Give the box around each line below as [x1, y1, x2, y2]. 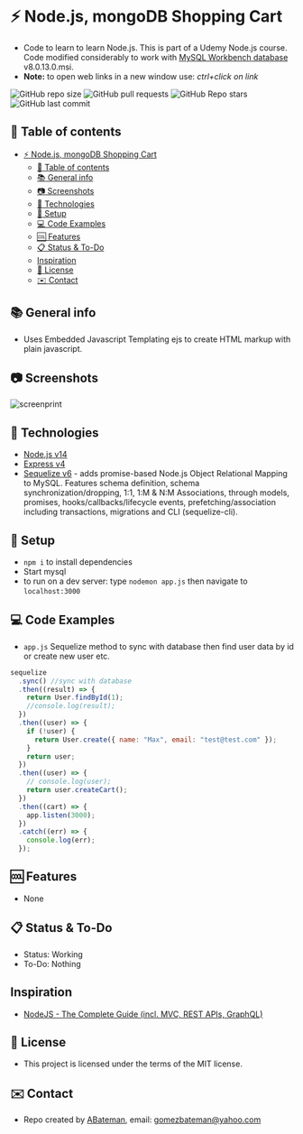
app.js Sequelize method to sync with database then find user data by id [23, 641, 294, 651]
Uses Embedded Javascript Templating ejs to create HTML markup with [23, 334, 291, 345]
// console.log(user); [26, 777, 112, 787]
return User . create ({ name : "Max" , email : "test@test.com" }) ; [33, 735, 278, 744]
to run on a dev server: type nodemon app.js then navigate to [23, 576, 248, 586]
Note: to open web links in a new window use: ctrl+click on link [23, 70, 259, 81]
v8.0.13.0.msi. [23, 61, 75, 72]
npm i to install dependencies [23, 557, 133, 567]
